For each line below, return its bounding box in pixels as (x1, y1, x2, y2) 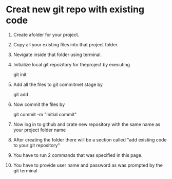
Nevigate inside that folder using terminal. (13, 51, 102, 58)
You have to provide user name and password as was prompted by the (13, 162, 163, 168)
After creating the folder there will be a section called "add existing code (13, 136, 167, 142)
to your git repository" (13, 142, 61, 148)
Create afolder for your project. (13, 31, 80, 38)
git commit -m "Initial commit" (13, 111, 77, 117)
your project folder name (13, 127, 66, 133)
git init (13, 71, 27, 78)
